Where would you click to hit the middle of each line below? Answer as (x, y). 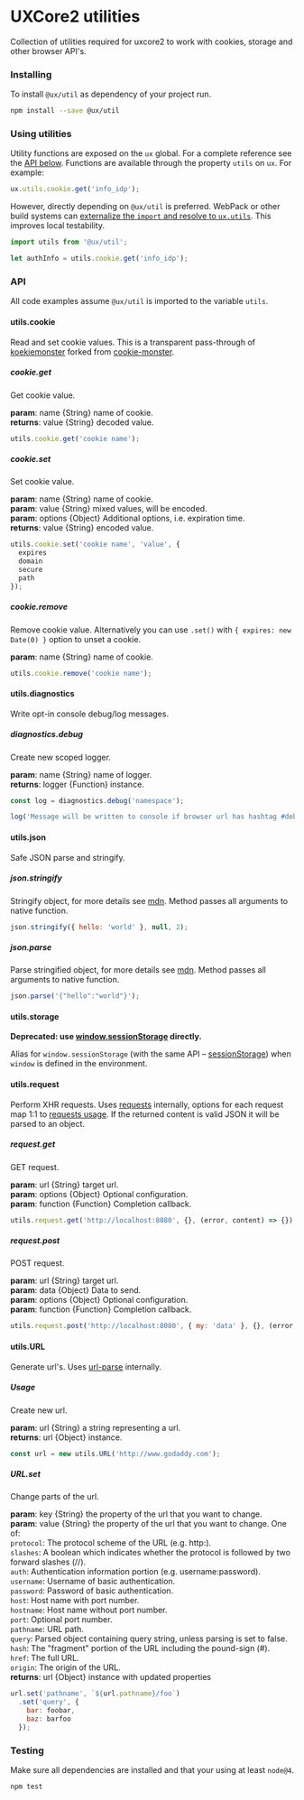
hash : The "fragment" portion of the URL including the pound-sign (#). (140, 1648)
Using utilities (41, 134)
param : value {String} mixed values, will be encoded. (109, 509)
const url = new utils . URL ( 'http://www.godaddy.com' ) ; (115, 1454)
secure (31, 569)
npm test (27, 1787)
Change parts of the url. (55, 1497)
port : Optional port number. (61, 1620)
